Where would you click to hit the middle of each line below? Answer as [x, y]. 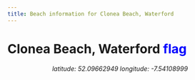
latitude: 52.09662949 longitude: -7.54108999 [120, 69]
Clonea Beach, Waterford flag [97, 48]
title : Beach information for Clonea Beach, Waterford [91, 14]
